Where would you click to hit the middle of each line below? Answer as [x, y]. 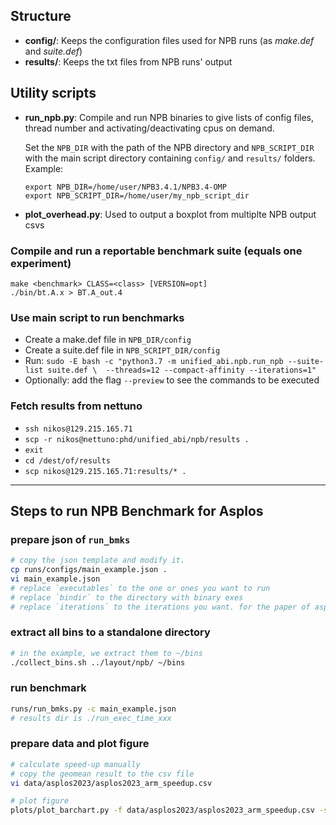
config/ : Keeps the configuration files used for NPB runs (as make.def [169, 40]
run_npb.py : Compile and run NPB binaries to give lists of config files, [169, 117]
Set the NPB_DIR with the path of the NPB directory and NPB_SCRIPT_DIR [169, 147]
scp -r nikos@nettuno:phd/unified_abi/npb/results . [137, 439]
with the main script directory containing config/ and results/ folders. [170, 158]
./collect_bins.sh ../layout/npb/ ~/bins [98, 662]
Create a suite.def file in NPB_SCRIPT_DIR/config [122, 350]
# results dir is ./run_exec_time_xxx [91, 718]
